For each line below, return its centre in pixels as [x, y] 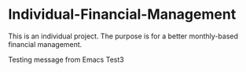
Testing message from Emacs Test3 [66, 59]
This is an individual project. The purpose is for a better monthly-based [123, 36]
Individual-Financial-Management [122, 14]
